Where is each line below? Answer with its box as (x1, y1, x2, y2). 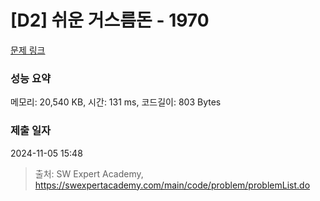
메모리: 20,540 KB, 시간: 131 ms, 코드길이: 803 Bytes (10, 96, 222, 108)
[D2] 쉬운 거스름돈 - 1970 (10, 9, 210, 32)
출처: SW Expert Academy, (34, 167, 144, 180)
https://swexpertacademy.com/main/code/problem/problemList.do (34, 179, 311, 191)
